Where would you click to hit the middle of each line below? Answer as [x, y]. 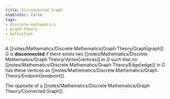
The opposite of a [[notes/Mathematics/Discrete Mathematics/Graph [78, 86]
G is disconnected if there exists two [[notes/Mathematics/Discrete [77, 54]
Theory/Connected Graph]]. [35, 91]
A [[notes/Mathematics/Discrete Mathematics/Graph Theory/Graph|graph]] [84, 48]
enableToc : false [24, 15]
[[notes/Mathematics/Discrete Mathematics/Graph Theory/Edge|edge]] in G [85, 65]
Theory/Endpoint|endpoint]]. [35, 76]
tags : [11, 19]
